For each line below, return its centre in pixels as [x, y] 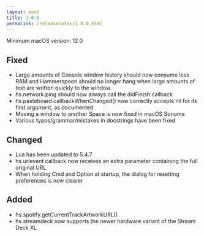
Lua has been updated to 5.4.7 [54, 154]
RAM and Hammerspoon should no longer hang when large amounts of [105, 82]
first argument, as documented [54, 107]
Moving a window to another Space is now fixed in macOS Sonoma [100, 114]
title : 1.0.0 [23, 18]
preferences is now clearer [49, 181]
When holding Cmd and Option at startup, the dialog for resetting [97, 174]
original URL [31, 167]
